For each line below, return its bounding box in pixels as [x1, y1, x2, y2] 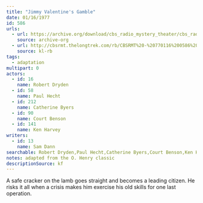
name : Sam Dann [17, 143, 56, 150]
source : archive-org [17, 37, 69, 43]
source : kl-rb [17, 48, 53, 54]
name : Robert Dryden [17, 82, 69, 88]
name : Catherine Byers [17, 104, 74, 111]
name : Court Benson [17, 115, 66, 121]
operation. [6, 190, 32, 197]
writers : [6, 132, 28, 139]
